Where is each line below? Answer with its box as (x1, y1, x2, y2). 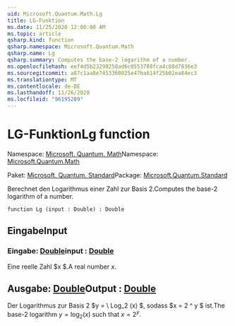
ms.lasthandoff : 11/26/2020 (7, 89, 90, 96)
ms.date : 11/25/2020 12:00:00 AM (7, 23, 106, 30)
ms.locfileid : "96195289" (7, 96, 83, 103)
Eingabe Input (7, 225, 68, 237)
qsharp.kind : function (7, 37, 74, 44)
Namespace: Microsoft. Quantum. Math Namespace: (7, 149, 159, 158)
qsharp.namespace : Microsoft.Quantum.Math (7, 43, 134, 50)
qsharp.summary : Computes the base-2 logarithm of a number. (7, 57, 191, 64)
